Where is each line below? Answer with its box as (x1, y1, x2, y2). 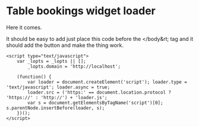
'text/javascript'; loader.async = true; (6, 84, 110, 90)
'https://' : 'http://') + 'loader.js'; (6, 94, 108, 100)
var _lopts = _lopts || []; (17, 58, 86, 64)
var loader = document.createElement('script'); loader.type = (27, 79, 187, 85)
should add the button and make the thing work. (6, 42, 124, 49)
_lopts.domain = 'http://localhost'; (27, 63, 121, 69)
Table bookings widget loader (6, 4, 156, 18)
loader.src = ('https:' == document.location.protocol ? (27, 89, 171, 96)
